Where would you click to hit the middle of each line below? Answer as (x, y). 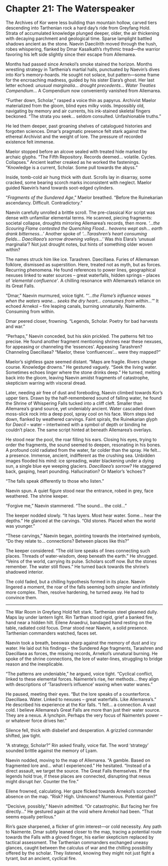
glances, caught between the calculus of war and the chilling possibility (79, 848)
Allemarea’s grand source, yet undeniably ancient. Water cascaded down (81, 408)
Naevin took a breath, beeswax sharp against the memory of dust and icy (81, 643)
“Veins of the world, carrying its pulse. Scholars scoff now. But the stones (81, 561)
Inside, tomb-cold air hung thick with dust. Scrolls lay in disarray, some (79, 177)
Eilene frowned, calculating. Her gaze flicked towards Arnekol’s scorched (81, 791)
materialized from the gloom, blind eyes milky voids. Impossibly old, (75, 105)
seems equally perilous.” (31, 817)
